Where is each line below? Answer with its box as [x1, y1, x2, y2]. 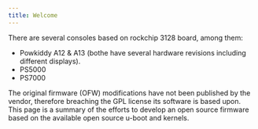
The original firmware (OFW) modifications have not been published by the [8, 88, 251, 98]
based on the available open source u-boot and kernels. [8, 113, 190, 122]
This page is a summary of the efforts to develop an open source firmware [8, 105, 249, 114]
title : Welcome [8, 11, 58, 20]
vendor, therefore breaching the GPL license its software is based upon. [8, 96, 241, 106]
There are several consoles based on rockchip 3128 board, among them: [8, 33, 244, 42]
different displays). [19, 56, 81, 66]
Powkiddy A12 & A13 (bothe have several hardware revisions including [19, 48, 246, 57]
